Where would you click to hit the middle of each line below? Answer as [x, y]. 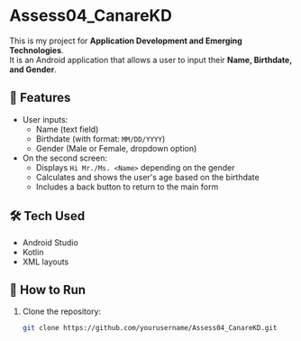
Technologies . [37, 50]
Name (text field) [67, 129]
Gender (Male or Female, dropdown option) [116, 148]
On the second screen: [65, 158]
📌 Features [40, 98]
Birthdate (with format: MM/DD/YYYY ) [100, 138]
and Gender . [33, 69]
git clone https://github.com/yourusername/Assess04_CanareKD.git [150, 328]
